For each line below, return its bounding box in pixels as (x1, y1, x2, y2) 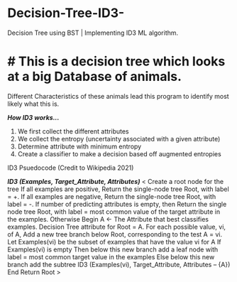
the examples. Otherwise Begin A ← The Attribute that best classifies (7, 215, 209, 223)
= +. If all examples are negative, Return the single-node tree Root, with (7, 192, 216, 200)
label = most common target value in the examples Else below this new (7, 252, 215, 261)
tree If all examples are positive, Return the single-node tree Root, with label (7, 185, 229, 193)
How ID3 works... (7, 113, 60, 121)
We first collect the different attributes (17, 126, 129, 136)
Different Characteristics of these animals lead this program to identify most (7, 92, 229, 100)
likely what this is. (7, 99, 60, 108)
